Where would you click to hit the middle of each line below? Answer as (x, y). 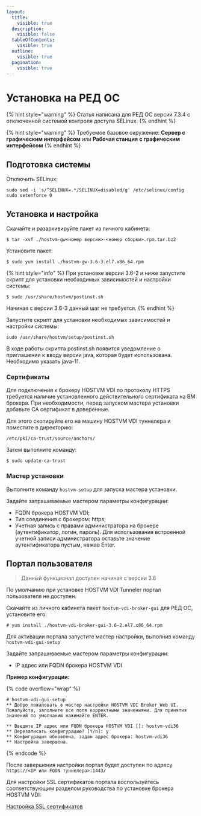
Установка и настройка (52, 214)
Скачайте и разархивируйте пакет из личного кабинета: (78, 228)
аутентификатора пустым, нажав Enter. (65, 545)
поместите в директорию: (40, 428)
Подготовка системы (48, 165)
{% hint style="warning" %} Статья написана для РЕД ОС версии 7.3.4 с (98, 115)
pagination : (27, 62)
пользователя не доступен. (42, 596)
